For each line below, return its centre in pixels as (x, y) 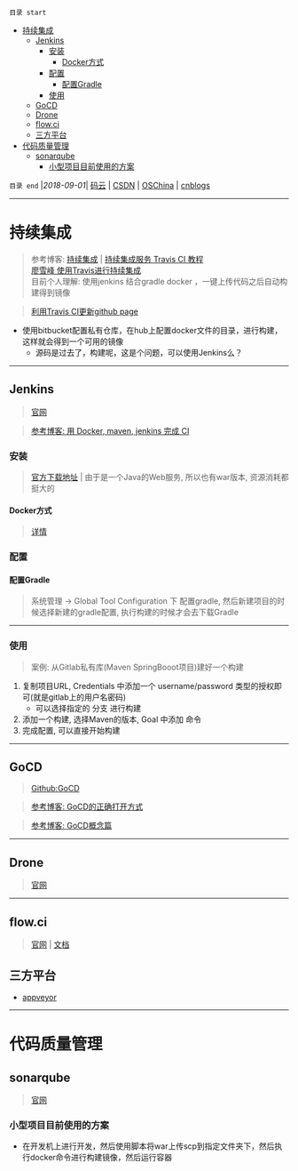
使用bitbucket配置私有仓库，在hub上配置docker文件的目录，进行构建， (152, 330)
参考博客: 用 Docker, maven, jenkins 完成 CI (110, 430)
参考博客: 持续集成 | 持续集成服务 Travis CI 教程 (117, 259)
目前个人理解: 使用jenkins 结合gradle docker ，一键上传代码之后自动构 (159, 281)
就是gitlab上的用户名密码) (79, 697)
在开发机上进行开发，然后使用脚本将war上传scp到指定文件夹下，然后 (148, 1146)
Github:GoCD (55, 789)
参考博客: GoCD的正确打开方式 (87, 806)
